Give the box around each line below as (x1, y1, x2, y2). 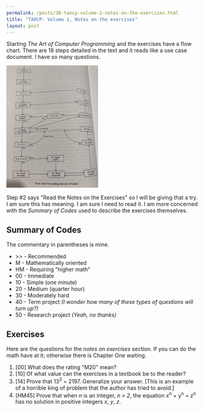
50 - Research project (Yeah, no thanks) (15, 311, 117, 319)
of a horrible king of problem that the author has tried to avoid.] (15, 384, 175, 391)
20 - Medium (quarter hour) (15, 285, 86, 293)
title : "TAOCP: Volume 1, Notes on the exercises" (6, 16, 138, 23)
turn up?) (15, 305, 38, 312)
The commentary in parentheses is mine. (6, 241, 109, 248)
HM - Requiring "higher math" (15, 266, 90, 273)
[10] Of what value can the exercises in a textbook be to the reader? (15, 370, 186, 377)
